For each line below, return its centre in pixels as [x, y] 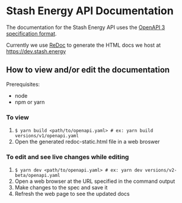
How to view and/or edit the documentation [88, 70]
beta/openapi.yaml [37, 176]
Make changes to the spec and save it [61, 188]
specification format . [32, 33]
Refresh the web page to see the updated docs [72, 194]
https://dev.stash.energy [36, 51]
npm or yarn [30, 102]
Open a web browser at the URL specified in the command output [95, 181]
